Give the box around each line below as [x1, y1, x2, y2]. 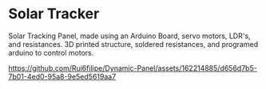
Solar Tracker [8, 5, 100, 23]
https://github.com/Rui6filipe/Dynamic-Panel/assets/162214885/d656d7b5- [8, 63, 257, 72]
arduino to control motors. [8, 48, 94, 57]
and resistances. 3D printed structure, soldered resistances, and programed [8, 39, 258, 48]
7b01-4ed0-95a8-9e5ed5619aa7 [8, 72, 117, 81]
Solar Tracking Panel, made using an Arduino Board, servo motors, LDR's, [8, 31, 251, 41]
